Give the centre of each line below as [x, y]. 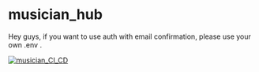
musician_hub [55, 15]
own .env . [25, 44]
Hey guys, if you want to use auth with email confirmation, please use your [129, 36]
